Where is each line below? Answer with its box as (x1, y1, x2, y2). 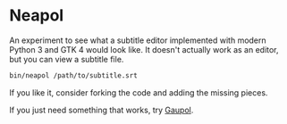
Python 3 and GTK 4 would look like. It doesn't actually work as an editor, (9, 44, 279, 54)
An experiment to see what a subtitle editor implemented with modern (9, 35, 266, 45)
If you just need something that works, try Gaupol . (9, 104, 194, 115)
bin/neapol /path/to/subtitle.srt (9, 70, 139, 80)
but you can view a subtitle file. (9, 54, 124, 64)
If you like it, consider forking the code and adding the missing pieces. (9, 87, 268, 98)
